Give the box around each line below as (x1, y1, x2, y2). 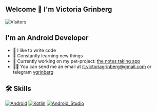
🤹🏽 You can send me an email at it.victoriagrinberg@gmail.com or (12, 63, 152, 70)
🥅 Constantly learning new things (12, 52, 83, 59)
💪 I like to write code (12, 47, 56, 53)
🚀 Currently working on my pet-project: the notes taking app (12, 58, 141, 64)
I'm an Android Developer (5, 34, 89, 42)
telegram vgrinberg (12, 69, 54, 75)
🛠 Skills (5, 84, 32, 93)
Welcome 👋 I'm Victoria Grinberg (5, 5, 112, 14)
